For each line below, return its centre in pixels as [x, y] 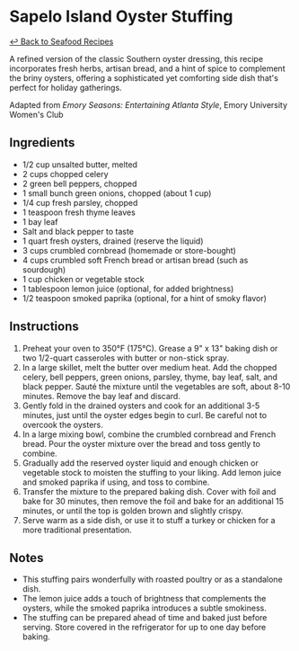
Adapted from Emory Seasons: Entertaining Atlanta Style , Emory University [149, 104]
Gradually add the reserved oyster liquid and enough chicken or [140, 463]
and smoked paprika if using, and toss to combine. [116, 482]
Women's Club [37, 114]
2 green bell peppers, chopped [79, 183]
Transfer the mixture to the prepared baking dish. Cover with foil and [149, 491]
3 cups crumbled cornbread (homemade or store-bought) [129, 250]
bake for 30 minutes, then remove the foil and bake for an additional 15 [153, 501]
